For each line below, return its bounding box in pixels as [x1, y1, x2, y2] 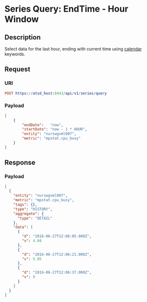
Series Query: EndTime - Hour [4, 3, 129, 15]
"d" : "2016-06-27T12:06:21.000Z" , [22, 252, 92, 257]
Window [4, 14, 39, 25]
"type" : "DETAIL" [17, 215, 53, 221]
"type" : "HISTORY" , [13, 207, 53, 212]
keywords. [4, 51, 25, 57]
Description [4, 33, 41, 41]
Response [4, 159, 36, 167]
